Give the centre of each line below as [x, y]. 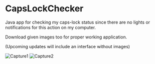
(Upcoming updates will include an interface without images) [68, 46]
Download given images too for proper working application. [66, 37]
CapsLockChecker [44, 9]
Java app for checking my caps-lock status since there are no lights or [78, 22]
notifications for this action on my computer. [51, 27]
